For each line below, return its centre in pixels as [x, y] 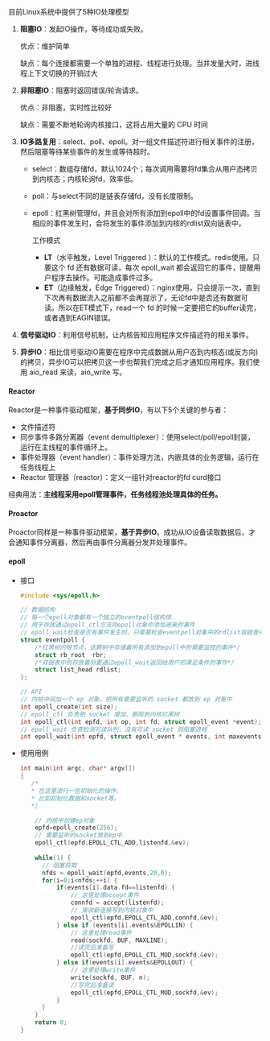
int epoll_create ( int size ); [69, 707]
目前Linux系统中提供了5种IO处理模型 [69, 12]
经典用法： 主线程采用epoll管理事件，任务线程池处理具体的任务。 [115, 494]
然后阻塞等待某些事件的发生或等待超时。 [87, 152]
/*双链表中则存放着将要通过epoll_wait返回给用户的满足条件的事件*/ [135, 663]
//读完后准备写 [92, 948]
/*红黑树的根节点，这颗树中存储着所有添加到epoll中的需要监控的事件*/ [138, 647]
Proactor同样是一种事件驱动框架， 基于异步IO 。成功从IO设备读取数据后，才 [132, 532]
